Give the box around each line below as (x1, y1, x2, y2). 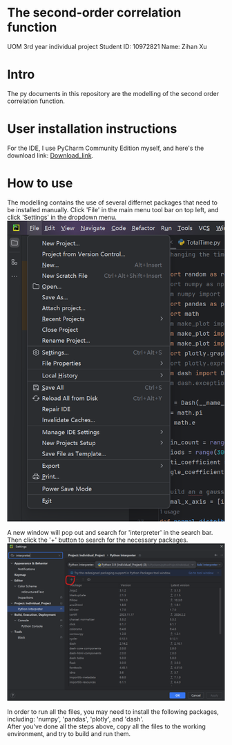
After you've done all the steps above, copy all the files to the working (7, 722, 206, 730)
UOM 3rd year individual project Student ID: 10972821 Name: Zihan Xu (7, 42, 207, 50)
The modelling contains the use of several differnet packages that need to (7, 198, 218, 207)
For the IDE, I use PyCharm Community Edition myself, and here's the (7, 144, 204, 152)
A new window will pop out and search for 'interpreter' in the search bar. (7, 529, 213, 537)
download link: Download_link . (7, 151, 94, 160)
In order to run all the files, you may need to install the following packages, (7, 707, 219, 716)
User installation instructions (7, 121, 177, 137)
